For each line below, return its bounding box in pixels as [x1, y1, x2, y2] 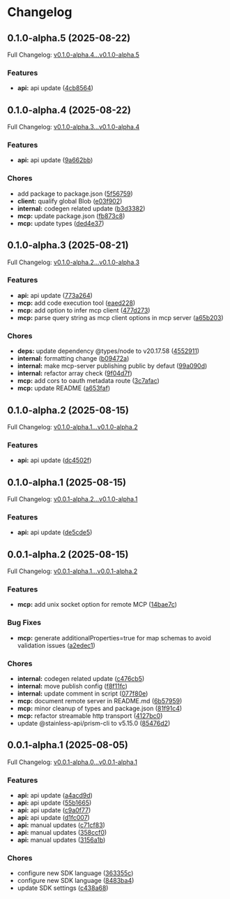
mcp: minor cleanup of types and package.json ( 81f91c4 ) [17, 704, 183, 713]
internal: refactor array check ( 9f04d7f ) [17, 369, 132, 377]
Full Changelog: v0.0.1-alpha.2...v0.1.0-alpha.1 [7, 495, 138, 503]
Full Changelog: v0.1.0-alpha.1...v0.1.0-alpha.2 [7, 422, 138, 431]
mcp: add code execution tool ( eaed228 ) [17, 299, 136, 307]
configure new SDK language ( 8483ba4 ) [17, 877, 135, 885]
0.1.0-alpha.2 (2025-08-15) [7, 404, 129, 416]
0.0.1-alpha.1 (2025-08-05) [7, 739, 129, 751]
